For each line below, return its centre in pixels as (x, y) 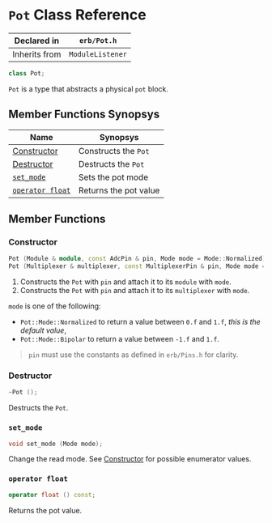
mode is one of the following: (55, 306)
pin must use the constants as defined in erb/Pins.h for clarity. (133, 355)
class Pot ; (27, 73)
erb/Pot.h (98, 40)
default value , (43, 330)
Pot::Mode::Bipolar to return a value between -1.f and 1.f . (120, 339)
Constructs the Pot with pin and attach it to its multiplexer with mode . (135, 291)
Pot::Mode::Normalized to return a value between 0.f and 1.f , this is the (140, 322)
